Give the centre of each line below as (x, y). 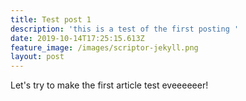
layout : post (37, 57)
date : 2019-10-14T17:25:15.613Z (77, 38)
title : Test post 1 (51, 19)
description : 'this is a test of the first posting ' (125, 29)
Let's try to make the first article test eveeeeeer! (109, 85)
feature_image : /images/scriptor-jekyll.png (104, 47)
